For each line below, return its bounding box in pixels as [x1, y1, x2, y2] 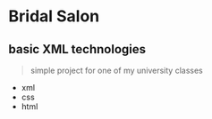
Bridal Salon [8, 6, 100, 27]
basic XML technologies [8, 42, 147, 57]
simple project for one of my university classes [30, 65, 203, 75]
